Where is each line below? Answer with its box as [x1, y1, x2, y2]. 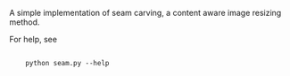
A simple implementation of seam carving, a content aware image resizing [9, 8, 282, 18]
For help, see [9, 34, 58, 44]
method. [9, 17, 40, 27]
